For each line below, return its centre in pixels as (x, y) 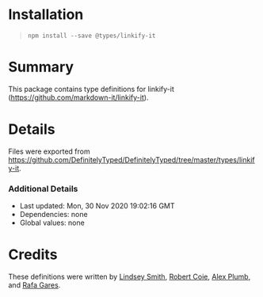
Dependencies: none (54, 215)
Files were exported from (49, 151)
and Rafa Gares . (34, 285)
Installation (46, 15)
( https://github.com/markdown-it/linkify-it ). (78, 97)
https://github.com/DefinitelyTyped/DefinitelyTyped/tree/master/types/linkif (131, 159)
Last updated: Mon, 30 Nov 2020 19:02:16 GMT (97, 206)
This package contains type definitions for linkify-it (91, 89)
